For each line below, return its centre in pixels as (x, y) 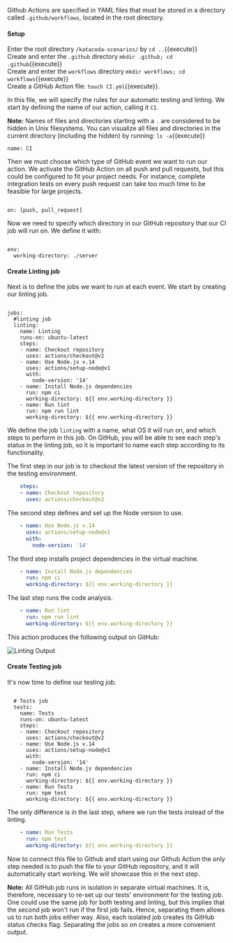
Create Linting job (34, 271)
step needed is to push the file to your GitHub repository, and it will (103, 866)
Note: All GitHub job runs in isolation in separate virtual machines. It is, (109, 887)
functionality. (26, 453)
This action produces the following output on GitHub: (83, 637)
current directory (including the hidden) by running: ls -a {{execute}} (106, 136)
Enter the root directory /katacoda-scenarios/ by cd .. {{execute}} (102, 49)
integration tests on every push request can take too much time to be (106, 184)
